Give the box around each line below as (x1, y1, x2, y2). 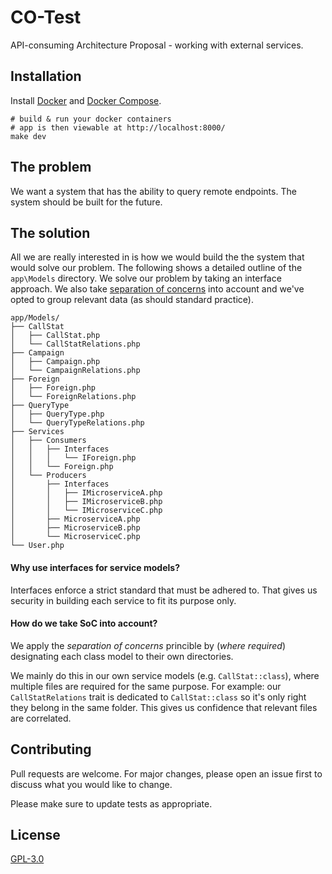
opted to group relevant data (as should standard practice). (10, 294, 254, 306)
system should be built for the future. (10, 196, 163, 208)
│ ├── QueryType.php (10, 409, 105, 420)
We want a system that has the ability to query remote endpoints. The (10, 185, 297, 197)
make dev (10, 131, 47, 141)
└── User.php (10, 541, 65, 551)
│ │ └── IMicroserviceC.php (10, 506, 163, 516)
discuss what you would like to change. (10, 778, 173, 790)
